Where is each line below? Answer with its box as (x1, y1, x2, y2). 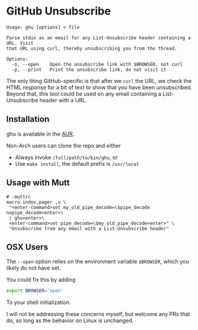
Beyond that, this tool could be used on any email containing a (6, 90, 162, 97)
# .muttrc (6, 194, 31, 200)
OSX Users (6, 242, 48, 252)
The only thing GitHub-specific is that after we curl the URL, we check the (6, 77, 192, 84)
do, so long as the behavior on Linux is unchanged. (6, 317, 134, 325)
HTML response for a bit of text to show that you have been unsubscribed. (6, 84, 193, 91)
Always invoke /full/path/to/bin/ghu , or (15, 153, 118, 161)
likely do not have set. (6, 265, 61, 272)
